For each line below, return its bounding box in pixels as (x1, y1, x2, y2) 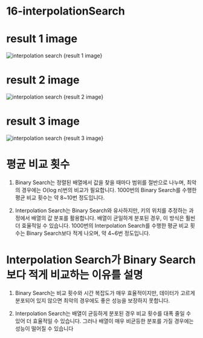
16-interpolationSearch (6, 4, 125, 18)
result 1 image (6, 32, 77, 46)
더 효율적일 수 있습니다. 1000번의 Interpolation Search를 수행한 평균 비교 (14, 222, 189, 229)
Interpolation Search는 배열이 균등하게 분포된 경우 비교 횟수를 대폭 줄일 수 (14, 310, 192, 317)
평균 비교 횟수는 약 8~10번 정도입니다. (14, 194, 105, 201)
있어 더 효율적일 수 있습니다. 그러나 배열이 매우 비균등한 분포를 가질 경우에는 (14, 317, 195, 325)
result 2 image (6, 73, 80, 87)
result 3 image (6, 114, 80, 128)
